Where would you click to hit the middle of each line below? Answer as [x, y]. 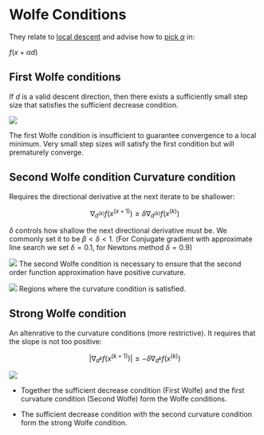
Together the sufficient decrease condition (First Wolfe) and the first [132, 390]
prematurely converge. [47, 152]
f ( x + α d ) [24, 52]
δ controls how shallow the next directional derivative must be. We [118, 231]
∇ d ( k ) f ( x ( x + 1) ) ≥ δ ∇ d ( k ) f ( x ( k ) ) [135, 214]
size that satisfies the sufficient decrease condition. [94, 104]
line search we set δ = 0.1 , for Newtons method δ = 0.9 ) [101, 248]
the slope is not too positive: [55, 341]
